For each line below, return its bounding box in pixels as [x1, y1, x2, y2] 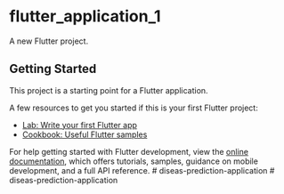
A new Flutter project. [9, 36, 89, 46]
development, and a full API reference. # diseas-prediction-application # [9, 165, 275, 175]
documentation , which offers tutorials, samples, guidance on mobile [9, 156, 258, 166]
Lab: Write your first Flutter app [21, 119, 138, 130]
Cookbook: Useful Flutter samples [21, 129, 148, 140]
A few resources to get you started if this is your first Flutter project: [9, 102, 258, 113]
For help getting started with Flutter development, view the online [9, 146, 249, 157]
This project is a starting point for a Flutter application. [9, 85, 208, 95]
